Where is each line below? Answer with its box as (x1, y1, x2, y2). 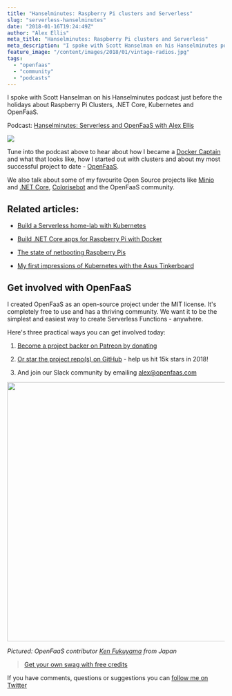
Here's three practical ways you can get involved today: (7, 328, 166, 336)
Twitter (7, 681, 28, 689)
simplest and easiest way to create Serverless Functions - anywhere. (7, 315, 204, 323)
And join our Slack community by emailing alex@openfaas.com (17, 368, 197, 377)
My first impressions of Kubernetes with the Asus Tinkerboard (17, 262, 195, 270)
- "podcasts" (13, 74, 51, 82)
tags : (7, 55, 23, 62)
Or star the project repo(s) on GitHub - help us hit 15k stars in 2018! (17, 355, 209, 363)
